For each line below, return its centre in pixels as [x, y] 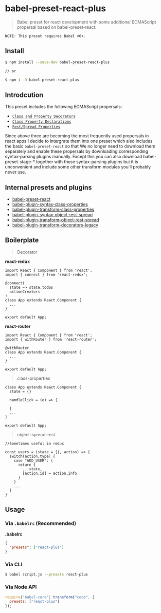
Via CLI [14, 564]
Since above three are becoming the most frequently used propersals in [77, 136]
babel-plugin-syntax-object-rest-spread [52, 214]
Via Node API [21, 587]
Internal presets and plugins [49, 187]
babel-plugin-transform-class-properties [53, 209]
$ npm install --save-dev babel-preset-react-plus [57, 62]
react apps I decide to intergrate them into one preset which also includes [79, 141]
